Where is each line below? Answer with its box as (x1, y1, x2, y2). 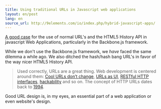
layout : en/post (5, 12, 38, 17)
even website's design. (5, 98, 51, 105)
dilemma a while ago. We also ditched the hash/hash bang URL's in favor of (5, 54, 157, 60)
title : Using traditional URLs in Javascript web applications (5, 7, 136, 12)
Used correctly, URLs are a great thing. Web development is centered (17, 69, 157, 74)
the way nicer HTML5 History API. (5, 59, 73, 65)
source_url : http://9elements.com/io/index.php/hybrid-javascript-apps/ (5, 20, 156, 26)
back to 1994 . (17, 84, 45, 90)
